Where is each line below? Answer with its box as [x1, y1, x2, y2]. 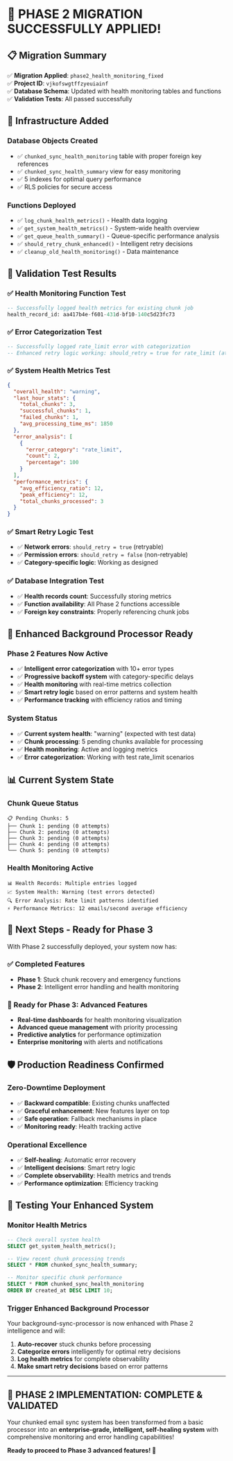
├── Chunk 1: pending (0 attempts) [7, 823, 110, 830]
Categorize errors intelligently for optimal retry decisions [17, 1347, 181, 1356]
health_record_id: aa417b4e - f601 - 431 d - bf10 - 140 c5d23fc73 [7, 311, 175, 318]
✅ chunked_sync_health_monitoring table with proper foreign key [17, 152, 202, 160]
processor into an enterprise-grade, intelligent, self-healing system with [7, 1426, 218, 1434]
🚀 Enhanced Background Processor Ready [7, 628, 193, 640]
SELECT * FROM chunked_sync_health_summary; [7, 1262, 138, 1269]
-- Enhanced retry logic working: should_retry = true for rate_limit [7, 350, 216, 357]
